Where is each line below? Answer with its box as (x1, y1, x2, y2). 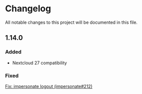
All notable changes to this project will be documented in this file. (5, 19, 138, 25)
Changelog (5, 3, 51, 14)
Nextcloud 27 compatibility (12, 60, 68, 66)
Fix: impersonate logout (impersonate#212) (5, 83, 93, 89)
